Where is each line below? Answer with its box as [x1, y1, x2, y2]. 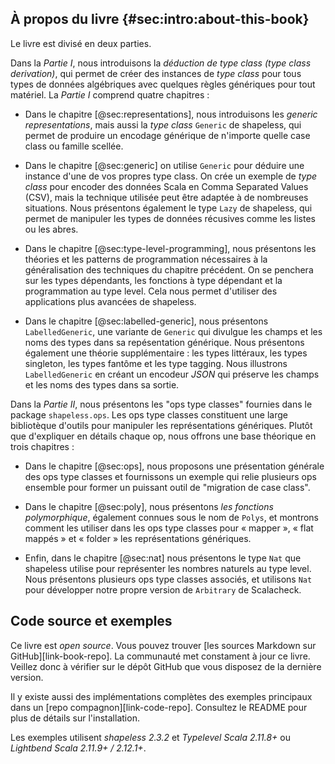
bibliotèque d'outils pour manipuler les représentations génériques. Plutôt [10, 419, 313, 431]
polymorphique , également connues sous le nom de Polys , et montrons [24, 511, 319, 523]
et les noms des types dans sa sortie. [24, 378, 180, 391]
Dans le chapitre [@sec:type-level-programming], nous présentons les [24, 242, 317, 254]
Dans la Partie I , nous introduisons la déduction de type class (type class [10, 57, 312, 69]
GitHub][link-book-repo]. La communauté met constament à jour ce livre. [10, 650, 311, 662]
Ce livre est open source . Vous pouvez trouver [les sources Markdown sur [10, 639, 317, 651]
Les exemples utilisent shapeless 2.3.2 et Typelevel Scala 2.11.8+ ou [10, 731, 291, 743]
